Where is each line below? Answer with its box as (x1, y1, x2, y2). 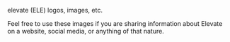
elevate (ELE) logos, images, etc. (7, 6, 103, 14)
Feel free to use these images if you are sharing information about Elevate (7, 20, 223, 27)
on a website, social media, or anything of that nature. (7, 27, 164, 35)
